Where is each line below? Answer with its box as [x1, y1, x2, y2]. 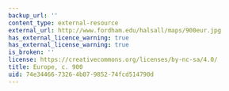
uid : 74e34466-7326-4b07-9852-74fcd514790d [8, 70, 155, 78]
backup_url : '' [8, 11, 59, 20]
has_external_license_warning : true [8, 41, 129, 49]
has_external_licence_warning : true [8, 33, 129, 42]
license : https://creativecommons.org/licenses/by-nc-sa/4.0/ [8, 56, 218, 64]
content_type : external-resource [8, 19, 119, 27]
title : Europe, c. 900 [8, 63, 83, 71]
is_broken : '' [8, 48, 55, 56]
